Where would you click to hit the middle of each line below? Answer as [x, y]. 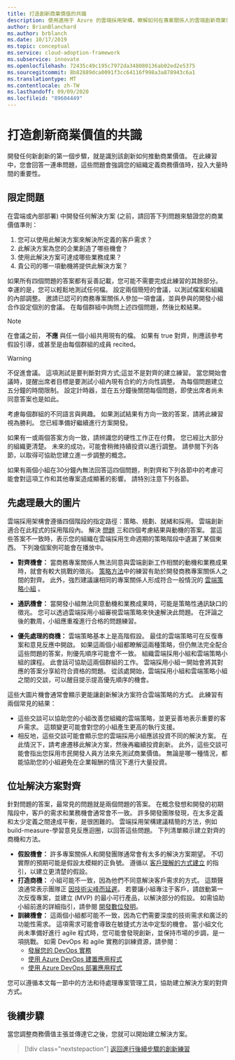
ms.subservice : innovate [43, 60]
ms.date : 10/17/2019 [37, 40]
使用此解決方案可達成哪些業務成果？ [70, 257]
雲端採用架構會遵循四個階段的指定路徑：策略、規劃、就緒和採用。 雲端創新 [115, 521]
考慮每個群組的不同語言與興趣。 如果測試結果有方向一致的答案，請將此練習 [115, 413]
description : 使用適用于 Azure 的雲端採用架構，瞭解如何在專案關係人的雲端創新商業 [116, 20]
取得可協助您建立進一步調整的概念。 [78, 455]
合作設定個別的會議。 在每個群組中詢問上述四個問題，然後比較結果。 [106, 307]
